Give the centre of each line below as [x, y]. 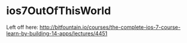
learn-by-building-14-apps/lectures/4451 [57, 33]
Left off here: [22, 27]
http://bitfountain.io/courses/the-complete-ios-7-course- [110, 27]
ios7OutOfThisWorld [59, 11]
